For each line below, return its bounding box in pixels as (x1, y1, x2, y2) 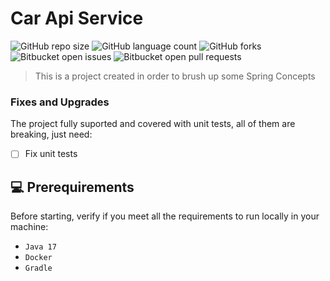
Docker (24, 253, 53, 263)
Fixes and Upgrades (10, 95, 110, 109)
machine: (10, 221, 49, 233)
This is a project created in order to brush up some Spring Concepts (34, 70, 316, 82)
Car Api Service (10, 7, 144, 30)
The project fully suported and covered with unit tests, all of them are (10, 118, 296, 130)
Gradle (24, 263, 53, 274)
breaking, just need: (10, 128, 93, 141)
